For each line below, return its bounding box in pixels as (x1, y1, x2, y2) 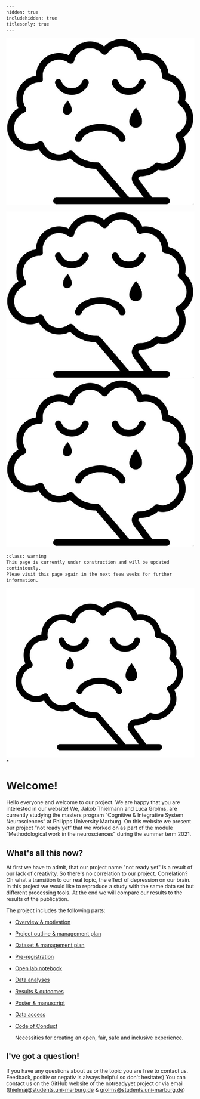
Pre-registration (14, 953, 54, 961)
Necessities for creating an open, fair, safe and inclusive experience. (14, 1034, 184, 1041)
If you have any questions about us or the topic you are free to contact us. (6, 1067, 189, 1074)
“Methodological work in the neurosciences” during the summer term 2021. (6, 831, 192, 838)
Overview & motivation (14, 919, 71, 926)
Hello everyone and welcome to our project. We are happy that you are (6, 799, 180, 806)
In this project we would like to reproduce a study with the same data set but (6, 883, 194, 890)
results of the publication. (6, 896, 69, 903)
